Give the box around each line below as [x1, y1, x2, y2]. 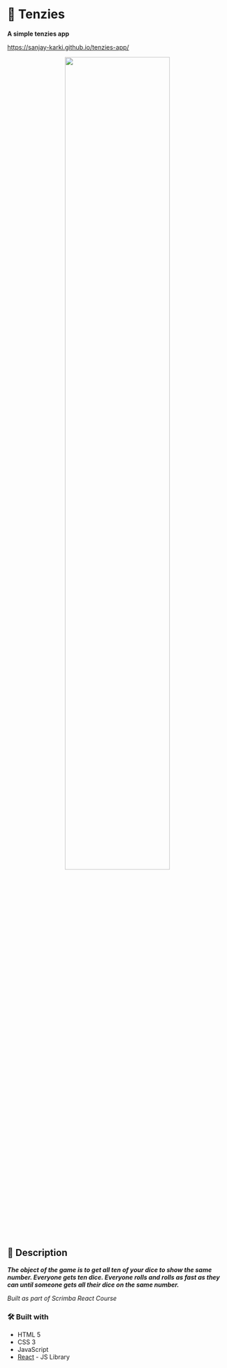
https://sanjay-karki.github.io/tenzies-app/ [7, 43, 129, 51]
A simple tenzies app [7, 29, 70, 38]
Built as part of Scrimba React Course [7, 1294, 117, 1302]
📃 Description [7, 1247, 68, 1259]
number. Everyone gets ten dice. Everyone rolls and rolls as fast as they [7, 1273, 220, 1281]
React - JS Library [17, 1353, 70, 1361]
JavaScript [17, 1346, 49, 1354]
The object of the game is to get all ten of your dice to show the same [7, 1265, 212, 1273]
